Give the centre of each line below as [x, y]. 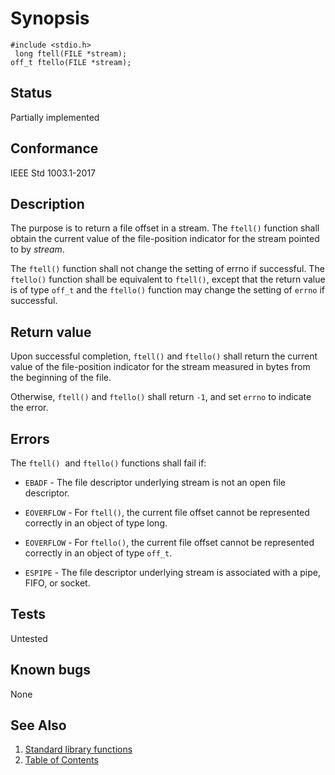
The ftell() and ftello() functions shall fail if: [108, 463]
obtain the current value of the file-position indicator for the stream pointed [165, 239]
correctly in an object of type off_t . [98, 553]
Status [31, 93]
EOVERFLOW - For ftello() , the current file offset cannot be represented [169, 542]
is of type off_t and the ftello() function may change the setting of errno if [167, 290]
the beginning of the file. [61, 378]
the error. [29, 408]
